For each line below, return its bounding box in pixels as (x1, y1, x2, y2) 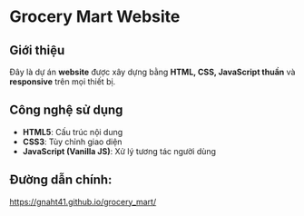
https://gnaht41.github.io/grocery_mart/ (9, 196, 157, 207)
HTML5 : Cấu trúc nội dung (22, 126, 123, 137)
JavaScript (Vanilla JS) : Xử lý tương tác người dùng (22, 145, 216, 156)
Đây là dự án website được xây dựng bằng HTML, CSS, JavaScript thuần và (9, 66, 296, 77)
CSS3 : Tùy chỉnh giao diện (22, 136, 123, 147)
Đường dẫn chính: (9, 172, 113, 188)
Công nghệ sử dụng (9, 103, 123, 118)
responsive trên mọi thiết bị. (9, 76, 116, 87)
